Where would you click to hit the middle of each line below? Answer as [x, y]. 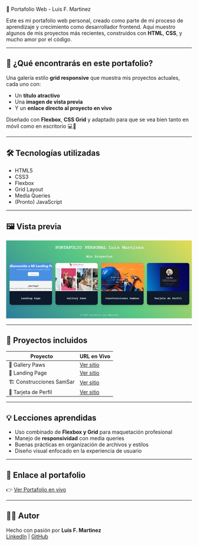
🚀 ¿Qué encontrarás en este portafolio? [80, 64]
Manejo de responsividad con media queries [70, 438]
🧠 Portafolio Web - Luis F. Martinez [49, 9]
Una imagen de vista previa [49, 102]
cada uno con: [24, 84]
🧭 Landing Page [28, 373]
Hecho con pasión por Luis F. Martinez [54, 530]
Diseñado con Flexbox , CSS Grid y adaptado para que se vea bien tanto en [98, 119]
